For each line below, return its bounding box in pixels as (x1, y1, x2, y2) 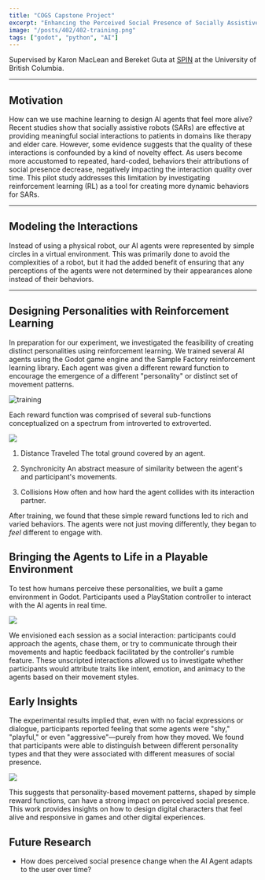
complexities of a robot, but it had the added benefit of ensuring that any (9, 257, 245, 267)
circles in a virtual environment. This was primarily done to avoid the (9, 249, 230, 258)
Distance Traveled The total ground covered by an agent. (20, 448, 205, 457)
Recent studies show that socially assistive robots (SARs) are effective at (9, 123, 245, 132)
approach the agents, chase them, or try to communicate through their (9, 638, 237, 648)
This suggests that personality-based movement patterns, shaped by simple (9, 788, 256, 797)
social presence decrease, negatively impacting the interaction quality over (9, 165, 252, 174)
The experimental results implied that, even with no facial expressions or (9, 715, 244, 725)
